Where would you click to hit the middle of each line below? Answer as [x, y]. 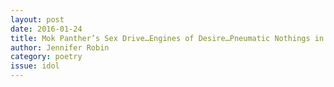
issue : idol [35, 66]
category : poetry [46, 57]
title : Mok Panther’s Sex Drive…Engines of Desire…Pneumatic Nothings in [167, 38]
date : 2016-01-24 [46, 29]
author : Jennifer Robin [60, 47]
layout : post [37, 19]
